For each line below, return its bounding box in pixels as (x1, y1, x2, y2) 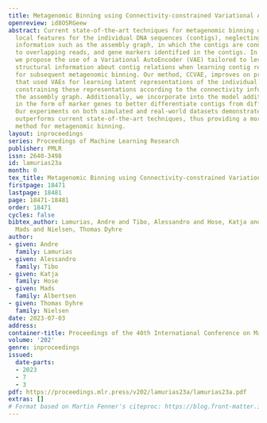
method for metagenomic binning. (15, 122, 126, 130)
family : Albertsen (15, 292, 77, 300)
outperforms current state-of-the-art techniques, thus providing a (15, 115, 247, 123)
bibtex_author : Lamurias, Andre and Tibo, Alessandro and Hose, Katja (8, 218, 247, 226)
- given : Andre (8, 240, 59, 248)
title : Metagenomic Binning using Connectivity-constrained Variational (8, 11, 254, 20)
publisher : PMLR (8, 144, 62, 152)
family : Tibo (15, 263, 59, 271)
